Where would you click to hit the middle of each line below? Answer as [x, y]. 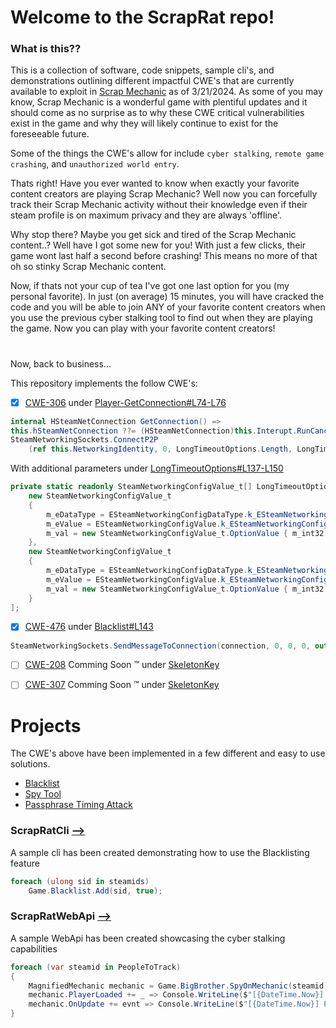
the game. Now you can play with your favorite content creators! [143, 328]
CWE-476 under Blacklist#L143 [89, 627]
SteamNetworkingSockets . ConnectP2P [84, 440]
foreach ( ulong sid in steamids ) [80, 881]
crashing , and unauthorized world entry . [95, 164]
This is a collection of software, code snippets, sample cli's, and [142, 70]
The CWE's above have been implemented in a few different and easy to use [168, 753]
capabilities [34, 948]
